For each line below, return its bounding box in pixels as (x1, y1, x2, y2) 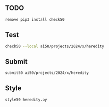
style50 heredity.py (5, 97, 48, 102)
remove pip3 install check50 (5, 17, 65, 22)
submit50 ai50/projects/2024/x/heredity (5, 71, 89, 75)
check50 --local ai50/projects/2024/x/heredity (5, 44, 105, 49)
